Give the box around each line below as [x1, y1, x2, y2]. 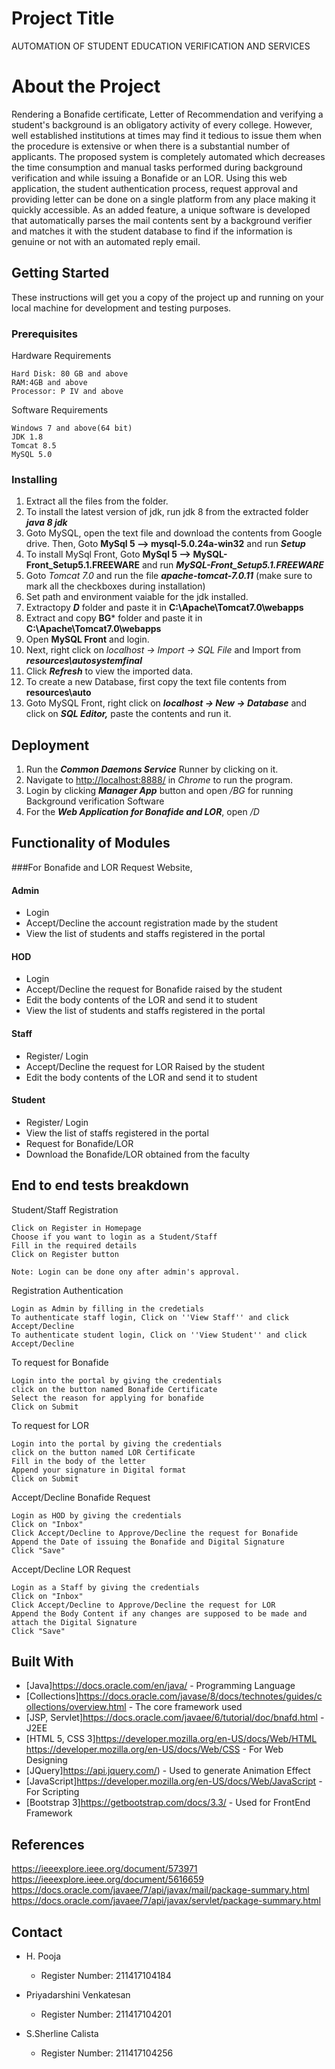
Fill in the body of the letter [11, 1456, 146, 1466]
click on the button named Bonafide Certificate [11, 1384, 218, 1394]
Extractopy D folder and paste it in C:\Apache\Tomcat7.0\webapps [25, 602, 304, 614]
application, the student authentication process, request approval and [11, 182, 298, 194]
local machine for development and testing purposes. [11, 302, 232, 314]
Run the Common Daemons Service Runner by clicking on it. [25, 763, 279, 776]
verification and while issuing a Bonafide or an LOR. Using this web [11, 172, 288, 184]
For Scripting [25, 1786, 80, 1798]
